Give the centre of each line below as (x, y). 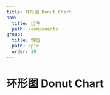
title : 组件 (26, 23)
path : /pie (26, 46)
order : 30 (24, 52)
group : (15, 35)
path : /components (35, 29)
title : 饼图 (26, 40)
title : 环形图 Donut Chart (39, 12)
